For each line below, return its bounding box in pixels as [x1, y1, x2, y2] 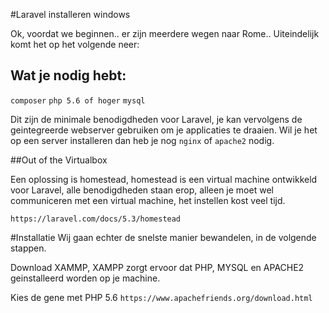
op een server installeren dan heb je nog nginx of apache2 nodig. [10, 134, 275, 146]
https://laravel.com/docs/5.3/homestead [10, 214, 182, 224]
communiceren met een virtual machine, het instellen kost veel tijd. [10, 194, 286, 206]
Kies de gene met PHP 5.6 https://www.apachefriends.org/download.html [10, 291, 313, 303]
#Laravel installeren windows [10, 9, 131, 20]
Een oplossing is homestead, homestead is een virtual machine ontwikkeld [10, 173, 318, 185]
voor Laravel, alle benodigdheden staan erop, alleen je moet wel [10, 184, 274, 196]
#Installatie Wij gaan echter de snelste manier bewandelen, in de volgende [10, 231, 317, 243]
